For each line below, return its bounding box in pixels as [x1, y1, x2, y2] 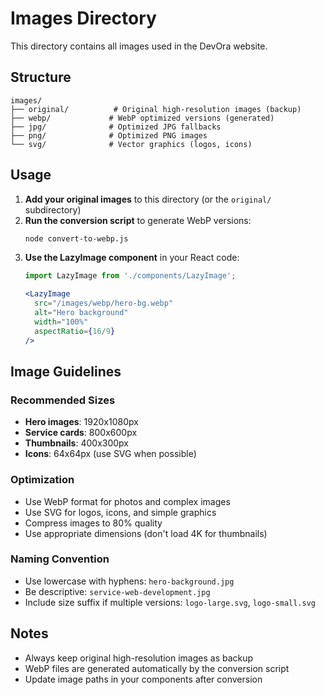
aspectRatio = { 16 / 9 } [34, 326, 116, 336]
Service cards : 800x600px [24, 427, 138, 439]
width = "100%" [34, 317, 89, 327]
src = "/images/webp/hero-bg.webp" [34, 298, 174, 309]
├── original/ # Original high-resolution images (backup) [10, 104, 302, 114]
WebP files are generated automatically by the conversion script [24, 662, 290, 674]
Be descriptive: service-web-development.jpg [24, 585, 211, 597]
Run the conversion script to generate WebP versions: [24, 214, 252, 226]
